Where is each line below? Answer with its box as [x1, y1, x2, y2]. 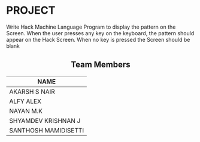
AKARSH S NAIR [9, 87, 55, 95]
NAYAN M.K [9, 107, 43, 115]
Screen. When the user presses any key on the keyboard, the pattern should [6, 29, 195, 36]
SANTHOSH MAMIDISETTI [9, 126, 84, 134]
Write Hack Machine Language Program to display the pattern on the [6, 23, 176, 30]
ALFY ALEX [9, 97, 42, 105]
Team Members [71, 60, 131, 70]
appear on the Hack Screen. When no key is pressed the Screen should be [6, 36, 190, 43]
